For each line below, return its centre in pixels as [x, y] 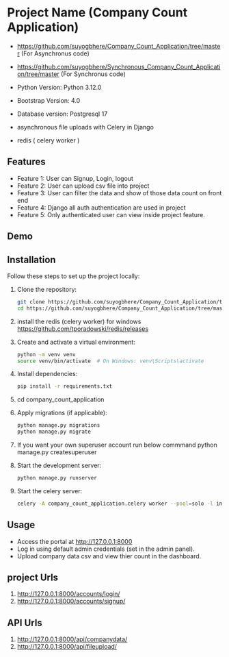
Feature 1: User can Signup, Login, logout [75, 178]
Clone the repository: [47, 289]
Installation [31, 259]
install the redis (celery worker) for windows [79, 321]
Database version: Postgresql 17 [62, 114]
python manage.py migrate [54, 432]
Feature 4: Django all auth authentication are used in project [101, 208]
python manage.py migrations [58, 425]
